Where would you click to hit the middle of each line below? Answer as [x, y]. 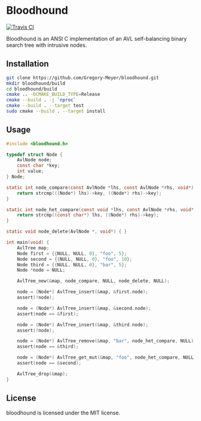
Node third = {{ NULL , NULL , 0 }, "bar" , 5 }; [72, 264]
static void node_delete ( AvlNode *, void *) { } [67, 231]
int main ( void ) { [28, 243]
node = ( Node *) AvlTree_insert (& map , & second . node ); [84, 308]
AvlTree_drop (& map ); [42, 374]
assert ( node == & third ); [48, 347]
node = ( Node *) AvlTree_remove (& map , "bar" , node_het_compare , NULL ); [107, 341]
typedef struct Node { [34, 154]
